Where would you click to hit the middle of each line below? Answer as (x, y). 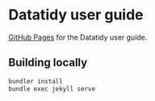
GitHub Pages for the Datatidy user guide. (78, 37)
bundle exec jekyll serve (52, 89)
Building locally (48, 63)
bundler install (36, 81)
